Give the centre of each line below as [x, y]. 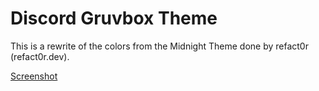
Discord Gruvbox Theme [114, 18]
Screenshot [34, 76]
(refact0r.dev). [40, 56]
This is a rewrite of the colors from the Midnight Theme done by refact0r [159, 46]
